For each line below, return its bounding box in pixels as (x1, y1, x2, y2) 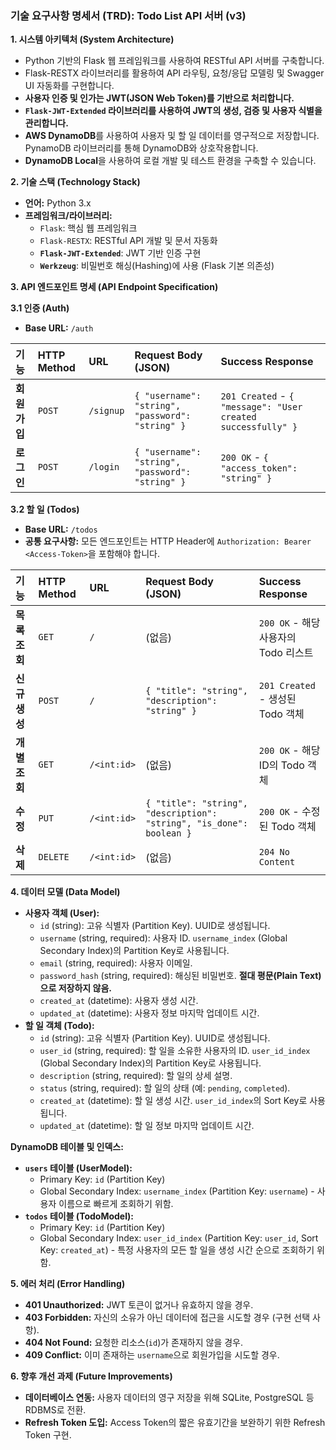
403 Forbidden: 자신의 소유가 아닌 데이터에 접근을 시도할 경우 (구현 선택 (24, 1312, 311, 1324)
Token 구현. (24, 1429, 72, 1441)
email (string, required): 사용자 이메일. (39, 957, 193, 969)
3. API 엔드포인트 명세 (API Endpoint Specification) (10, 281, 219, 293)
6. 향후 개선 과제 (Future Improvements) (10, 1370, 173, 1382)
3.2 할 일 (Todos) (10, 503, 80, 516)
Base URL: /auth (24, 322, 94, 334)
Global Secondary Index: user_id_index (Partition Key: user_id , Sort (39, 1232, 319, 1244)
